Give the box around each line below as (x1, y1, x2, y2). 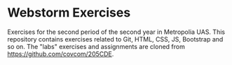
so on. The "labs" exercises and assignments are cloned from (7, 42, 186, 50)
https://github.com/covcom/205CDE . (7, 50, 114, 58)
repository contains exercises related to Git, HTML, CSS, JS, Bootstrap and (7, 35, 224, 43)
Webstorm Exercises (7, 5, 131, 21)
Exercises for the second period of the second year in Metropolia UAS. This (7, 28, 226, 36)
